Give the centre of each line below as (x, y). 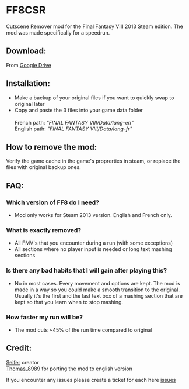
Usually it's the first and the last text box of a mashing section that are (99, 295)
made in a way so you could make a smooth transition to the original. (97, 290)
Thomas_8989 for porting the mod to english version (69, 369)
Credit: (19, 348)
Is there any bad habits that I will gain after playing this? (87, 271)
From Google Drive (29, 65)
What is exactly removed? (44, 230)
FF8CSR (26, 10)
